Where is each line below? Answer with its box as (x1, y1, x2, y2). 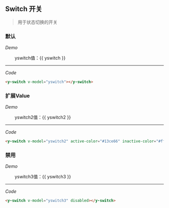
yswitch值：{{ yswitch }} (15, 55, 66, 61)
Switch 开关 (5, 5, 43, 14)
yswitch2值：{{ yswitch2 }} (15, 115, 71, 121)
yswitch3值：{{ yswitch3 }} (15, 174, 71, 180)
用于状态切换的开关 (17, 19, 58, 25)
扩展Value (5, 92, 30, 99)
